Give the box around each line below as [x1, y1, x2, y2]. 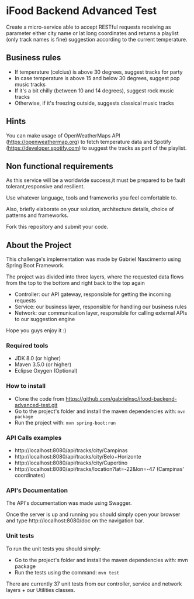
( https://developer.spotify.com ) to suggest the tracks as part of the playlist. [6, 144, 187, 152]
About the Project [6, 240, 72, 250]
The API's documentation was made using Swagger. [6, 500, 132, 507]
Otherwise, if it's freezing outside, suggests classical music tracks [14, 99, 174, 106]
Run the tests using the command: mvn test [14, 569, 120, 576]
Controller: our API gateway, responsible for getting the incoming [14, 291, 171, 298]
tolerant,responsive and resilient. [6, 183, 85, 190]
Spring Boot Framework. [6, 262, 65, 269]
